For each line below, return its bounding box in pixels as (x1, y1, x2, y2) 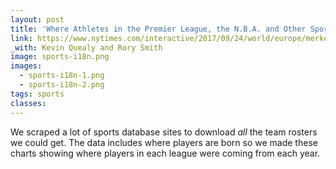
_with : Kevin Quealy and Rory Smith (10, 42, 163, 53)
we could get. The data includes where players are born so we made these (10, 136, 318, 148)
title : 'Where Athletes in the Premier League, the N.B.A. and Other (10, 24, 307, 34)
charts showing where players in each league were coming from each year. (10, 147, 321, 159)
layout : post (10, 14, 65, 25)
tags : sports (10, 89, 65, 99)
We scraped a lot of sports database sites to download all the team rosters (10, 126, 318, 138)
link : (10, 33, 33, 43)
